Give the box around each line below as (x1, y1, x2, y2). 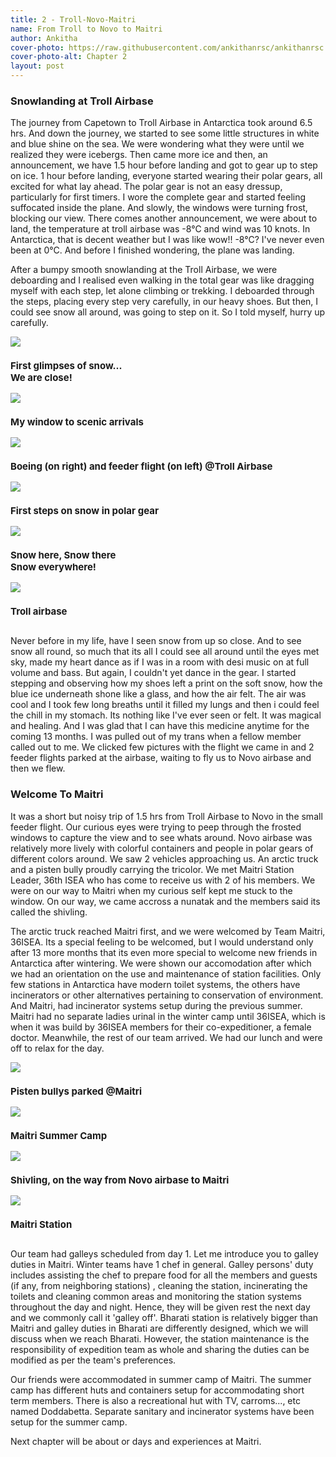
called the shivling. (10, 906, 88, 918)
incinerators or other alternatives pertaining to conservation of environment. (10, 989, 324, 1001)
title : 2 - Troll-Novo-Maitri (10, 14, 137, 25)
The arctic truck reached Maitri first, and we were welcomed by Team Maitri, (10, 925, 326, 937)
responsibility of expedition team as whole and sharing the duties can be (10, 1343, 310, 1355)
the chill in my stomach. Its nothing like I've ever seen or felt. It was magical (10, 709, 322, 721)
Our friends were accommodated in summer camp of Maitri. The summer (10, 1373, 312, 1385)
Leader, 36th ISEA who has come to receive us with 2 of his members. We (10, 874, 316, 886)
